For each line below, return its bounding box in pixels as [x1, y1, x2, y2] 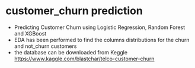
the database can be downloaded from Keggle [14, 48, 128, 56]
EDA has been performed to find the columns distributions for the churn [14, 36, 190, 43]
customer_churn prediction [5, 4, 143, 18]
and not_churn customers [14, 43, 77, 50]
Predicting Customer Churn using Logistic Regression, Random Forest [14, 24, 186, 31]
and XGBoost [14, 30, 47, 37]
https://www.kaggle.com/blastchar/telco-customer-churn [14, 55, 155, 62]
